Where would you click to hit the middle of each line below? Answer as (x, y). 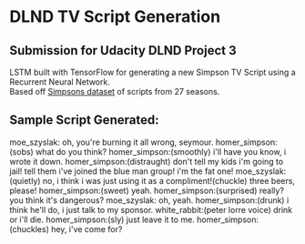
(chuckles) (30, 229)
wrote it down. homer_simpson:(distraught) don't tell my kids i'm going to (147, 161)
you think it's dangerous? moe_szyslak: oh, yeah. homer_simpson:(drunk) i (149, 200)
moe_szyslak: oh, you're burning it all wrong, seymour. (112, 142)
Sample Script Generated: (84, 120)
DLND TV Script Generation (115, 17)
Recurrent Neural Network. (60, 82)
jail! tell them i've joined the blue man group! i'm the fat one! (122, 171)
